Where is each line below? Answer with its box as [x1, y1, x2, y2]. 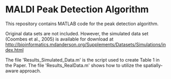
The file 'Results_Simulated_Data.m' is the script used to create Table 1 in [5, 56, 160, 63]
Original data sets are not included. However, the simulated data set [5, 30, 149, 36]
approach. [20, 68, 42, 74]
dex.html [5, 47, 24, 53]
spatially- [143, 62, 163, 68]
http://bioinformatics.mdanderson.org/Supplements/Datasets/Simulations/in [5, 41, 166, 47]
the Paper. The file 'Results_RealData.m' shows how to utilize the [5, 62, 142, 68]
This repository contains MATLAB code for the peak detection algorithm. [5, 21, 159, 27]
